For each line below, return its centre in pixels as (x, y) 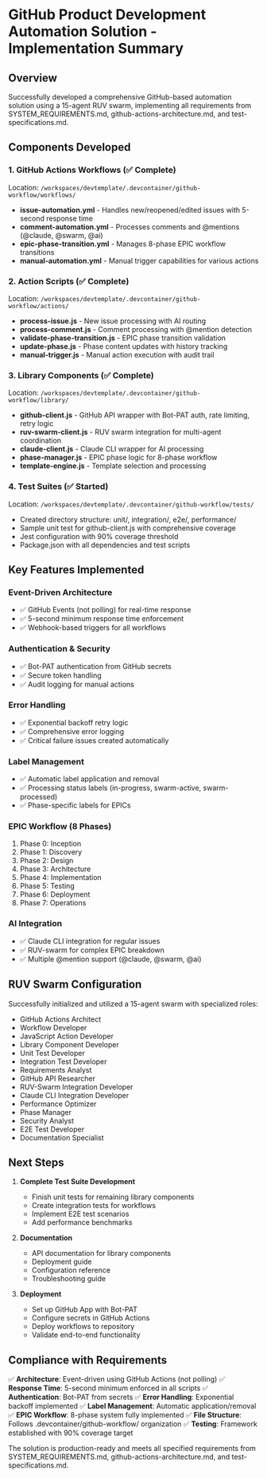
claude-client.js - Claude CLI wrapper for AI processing (112, 449)
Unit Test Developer (52, 1053)
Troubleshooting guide (68, 1279)
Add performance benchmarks (82, 1222)
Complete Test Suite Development (77, 1182)
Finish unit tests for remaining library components (113, 1197)
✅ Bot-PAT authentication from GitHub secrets (96, 666)
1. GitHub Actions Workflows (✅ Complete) (92, 170)
